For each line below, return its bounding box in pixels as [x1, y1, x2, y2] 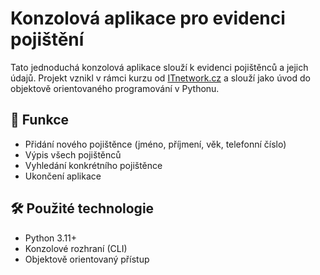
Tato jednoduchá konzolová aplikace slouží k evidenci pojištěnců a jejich [10, 61, 309, 73]
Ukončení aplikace [24, 170, 102, 182]
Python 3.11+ [24, 232, 78, 244]
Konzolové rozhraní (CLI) [24, 242, 128, 254]
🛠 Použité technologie [10, 200, 155, 217]
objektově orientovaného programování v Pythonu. [10, 82, 220, 94]
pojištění [10, 28, 85, 51]
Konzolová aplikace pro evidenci [10, 7, 286, 30]
